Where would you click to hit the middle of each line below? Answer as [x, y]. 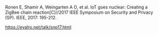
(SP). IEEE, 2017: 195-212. [31, 17]
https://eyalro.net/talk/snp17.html [38, 27]
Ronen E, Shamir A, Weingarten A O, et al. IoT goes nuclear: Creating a [76, 7]
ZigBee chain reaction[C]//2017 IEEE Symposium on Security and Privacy [79, 12]
